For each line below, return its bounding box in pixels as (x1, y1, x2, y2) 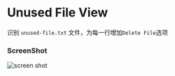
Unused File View (7, 5, 108, 21)
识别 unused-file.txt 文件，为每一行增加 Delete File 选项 (7, 28, 169, 36)
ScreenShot (7, 46, 48, 55)
